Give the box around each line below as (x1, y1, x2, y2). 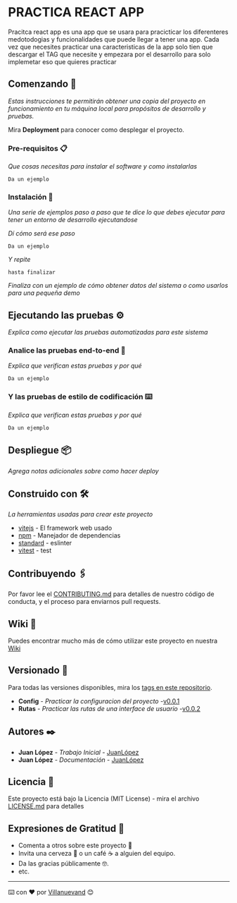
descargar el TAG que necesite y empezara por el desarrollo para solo (8, 50, 211, 59)
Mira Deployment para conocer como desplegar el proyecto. (8, 125, 185, 134)
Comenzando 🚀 (8, 78, 77, 90)
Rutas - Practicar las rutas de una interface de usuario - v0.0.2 (18, 704, 201, 713)
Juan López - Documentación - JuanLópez (18, 756, 144, 764)
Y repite (8, 255, 31, 264)
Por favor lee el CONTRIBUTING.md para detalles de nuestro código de (8, 590, 214, 598)
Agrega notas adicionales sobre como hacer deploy (8, 466, 159, 475)
